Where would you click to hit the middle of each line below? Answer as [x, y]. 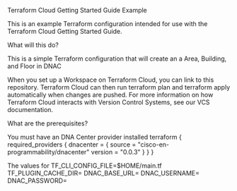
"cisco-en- [154, 144]
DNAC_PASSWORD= [37, 180]
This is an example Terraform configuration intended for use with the [108, 24]
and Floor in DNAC [34, 66]
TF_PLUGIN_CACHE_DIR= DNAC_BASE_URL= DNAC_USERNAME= [104, 173]
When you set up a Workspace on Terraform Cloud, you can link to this [111, 80]
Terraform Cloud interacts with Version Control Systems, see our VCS [109, 102]
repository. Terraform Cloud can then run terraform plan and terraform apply [119, 87]
